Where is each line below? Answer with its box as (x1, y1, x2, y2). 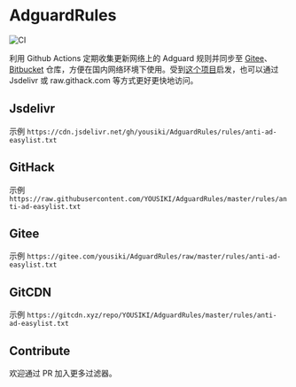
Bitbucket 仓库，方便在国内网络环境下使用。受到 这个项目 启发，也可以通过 (9, 64, 279, 74)
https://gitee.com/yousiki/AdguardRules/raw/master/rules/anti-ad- (26, 252, 282, 261)
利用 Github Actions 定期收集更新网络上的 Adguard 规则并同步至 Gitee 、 (9, 52, 273, 63)
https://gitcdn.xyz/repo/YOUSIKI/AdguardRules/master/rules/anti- (26, 311, 277, 320)
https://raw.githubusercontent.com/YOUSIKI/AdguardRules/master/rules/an (9, 194, 288, 204)
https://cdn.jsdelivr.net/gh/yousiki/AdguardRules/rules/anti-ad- (26, 128, 277, 136)
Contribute (9, 343, 71, 359)
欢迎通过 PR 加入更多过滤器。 (9, 368, 117, 378)
